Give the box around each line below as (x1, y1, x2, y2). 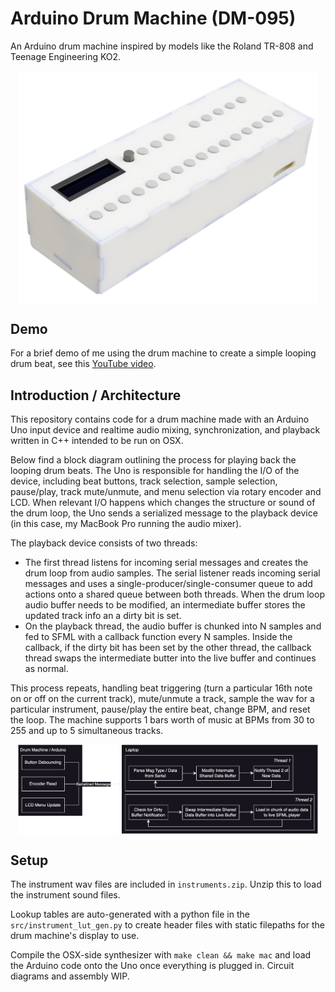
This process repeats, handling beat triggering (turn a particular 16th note (10, 682, 313, 694)
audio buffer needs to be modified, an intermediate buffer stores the (24, 599, 306, 611)
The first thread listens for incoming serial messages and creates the (24, 557, 309, 569)
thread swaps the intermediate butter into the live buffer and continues (24, 652, 317, 664)
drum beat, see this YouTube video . (10, 358, 157, 370)
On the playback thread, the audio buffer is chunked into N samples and (24, 620, 322, 632)
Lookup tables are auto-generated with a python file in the (10, 908, 250, 921)
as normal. (24, 663, 69, 675)
